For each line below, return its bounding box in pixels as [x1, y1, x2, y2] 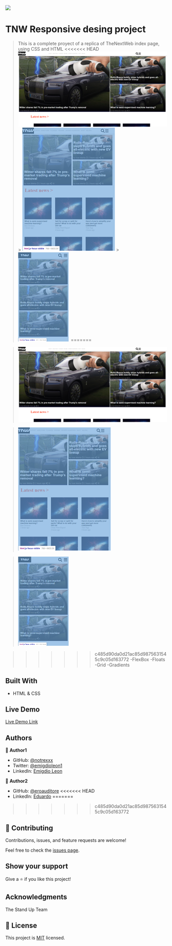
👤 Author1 [5, 747, 27, 754]
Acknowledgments [5, 893, 68, 901]
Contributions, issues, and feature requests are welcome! [5, 837, 127, 843]
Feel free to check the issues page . [5, 847, 80, 853]
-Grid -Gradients [94, 662, 130, 668]
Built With [5, 677, 37, 685]
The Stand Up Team [5, 906, 48, 913]
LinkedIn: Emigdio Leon [12, 768, 63, 774]
